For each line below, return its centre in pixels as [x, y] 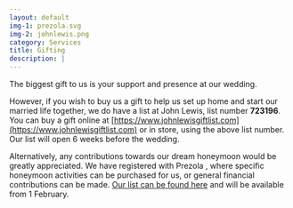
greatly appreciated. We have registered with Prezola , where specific [137, 166]
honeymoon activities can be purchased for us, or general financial [132, 175]
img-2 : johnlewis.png [49, 34]
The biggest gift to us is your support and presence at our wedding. [133, 84]
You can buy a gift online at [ [62, 120]
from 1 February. [39, 194]
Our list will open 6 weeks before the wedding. [94, 139]
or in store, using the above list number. [212, 129]
